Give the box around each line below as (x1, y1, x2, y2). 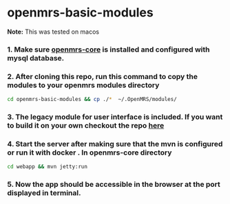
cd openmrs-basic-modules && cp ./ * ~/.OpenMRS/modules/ (7, 96, 177, 103)
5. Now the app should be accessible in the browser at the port (7, 180, 220, 190)
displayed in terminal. (7, 188, 81, 198)
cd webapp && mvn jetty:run (7, 163, 88, 170)
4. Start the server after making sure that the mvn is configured (7, 139, 223, 148)
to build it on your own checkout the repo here (7, 120, 165, 130)
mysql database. (7, 53, 65, 63)
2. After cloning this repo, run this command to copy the (7, 71, 198, 81)
